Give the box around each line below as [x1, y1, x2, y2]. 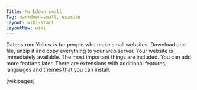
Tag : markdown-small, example [6, 14, 81, 20]
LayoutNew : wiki [6, 25, 46, 31]
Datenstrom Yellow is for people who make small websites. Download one [6, 41, 186, 48]
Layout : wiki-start [6, 19, 54, 25]
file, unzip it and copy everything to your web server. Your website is [6, 48, 173, 55]
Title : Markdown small [6, 8, 62, 15]
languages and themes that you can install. [6, 66, 111, 74]
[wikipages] [6, 78, 35, 85]
